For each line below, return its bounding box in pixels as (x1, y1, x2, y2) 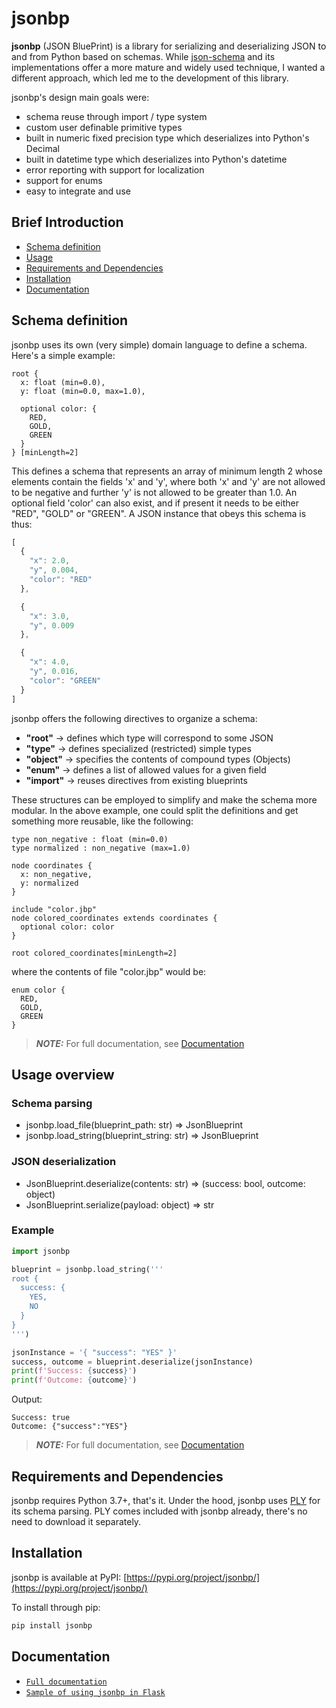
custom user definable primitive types (25, 121, 183, 133)
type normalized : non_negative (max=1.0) (11, 843, 191, 853)
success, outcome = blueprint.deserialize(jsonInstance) (11, 1357, 254, 1367)
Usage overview (11, 1066, 115, 1083)
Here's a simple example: (11, 349, 116, 361)
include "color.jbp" (11, 904, 98, 914)
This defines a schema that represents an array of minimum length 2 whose (11, 465, 323, 477)
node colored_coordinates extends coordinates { (11, 913, 218, 923)
